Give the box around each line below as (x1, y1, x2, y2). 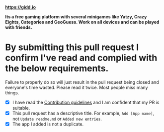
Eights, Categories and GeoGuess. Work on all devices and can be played (5, 19, 160, 25)
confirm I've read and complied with (5, 52, 158, 64)
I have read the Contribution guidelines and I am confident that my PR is (12, 99, 160, 105)
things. (5, 89, 19, 96)
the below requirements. (5, 63, 109, 74)
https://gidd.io (5, 4, 36, 10)
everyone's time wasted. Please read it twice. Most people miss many (5, 84, 148, 90)
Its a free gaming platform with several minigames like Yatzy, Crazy (5, 14, 147, 19)
